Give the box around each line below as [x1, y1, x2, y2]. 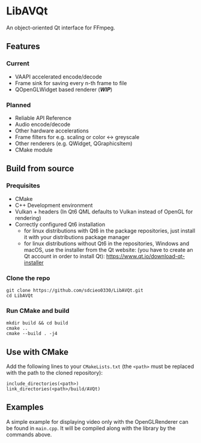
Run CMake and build [6, 306, 70, 315]
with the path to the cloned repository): [6, 369, 103, 376]
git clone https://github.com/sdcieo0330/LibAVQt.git [6, 287, 144, 293]
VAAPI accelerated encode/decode [14, 73, 102, 80]
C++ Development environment [14, 201, 93, 209]
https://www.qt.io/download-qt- [106, 252, 185, 260]
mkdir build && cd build [6, 320, 68, 326]
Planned [6, 101, 31, 109]
